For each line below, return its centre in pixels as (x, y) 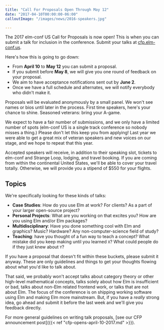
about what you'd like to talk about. (41, 267)
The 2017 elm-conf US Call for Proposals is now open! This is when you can (82, 37)
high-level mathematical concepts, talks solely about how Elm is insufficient (82, 282)
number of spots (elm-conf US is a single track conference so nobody (76, 127)
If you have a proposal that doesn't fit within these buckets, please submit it (82, 257)
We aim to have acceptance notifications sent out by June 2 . (74, 82)
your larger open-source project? (46, 210)
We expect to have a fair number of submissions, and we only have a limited (82, 122)
